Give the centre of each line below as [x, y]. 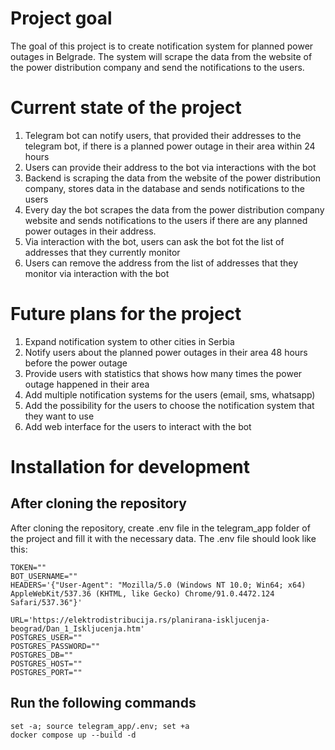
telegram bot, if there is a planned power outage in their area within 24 [170, 146]
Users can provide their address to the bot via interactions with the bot [170, 167]
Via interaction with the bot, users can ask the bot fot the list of [154, 241]
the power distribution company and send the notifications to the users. [157, 67]
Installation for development [130, 467]
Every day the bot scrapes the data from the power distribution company [174, 209]
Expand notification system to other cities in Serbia [129, 341]
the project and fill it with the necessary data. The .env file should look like [163, 538]
